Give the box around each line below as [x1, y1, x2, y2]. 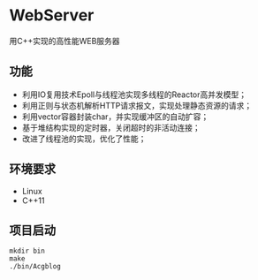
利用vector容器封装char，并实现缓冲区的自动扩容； [21, 111, 209, 122]
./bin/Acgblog [9, 262, 62, 271]
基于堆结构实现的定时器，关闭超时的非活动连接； [21, 122, 201, 132]
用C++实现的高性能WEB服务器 [9, 35, 121, 46]
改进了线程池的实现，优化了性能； [21, 133, 147, 144]
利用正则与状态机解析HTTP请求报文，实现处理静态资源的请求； [21, 100, 253, 110]
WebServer [9, 5, 95, 26]
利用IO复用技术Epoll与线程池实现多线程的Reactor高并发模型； [21, 89, 247, 100]
